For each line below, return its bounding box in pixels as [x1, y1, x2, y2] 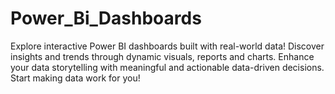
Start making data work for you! [10, 72, 141, 84]
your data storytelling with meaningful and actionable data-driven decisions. [10, 61, 325, 73]
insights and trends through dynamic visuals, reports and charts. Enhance [10, 50, 315, 62]
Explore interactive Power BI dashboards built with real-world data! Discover [10, 40, 325, 52]
